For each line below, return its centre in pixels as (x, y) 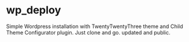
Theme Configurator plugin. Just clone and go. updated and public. (88, 32)
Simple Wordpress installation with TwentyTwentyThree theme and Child (95, 26)
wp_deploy (33, 10)
